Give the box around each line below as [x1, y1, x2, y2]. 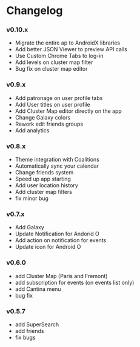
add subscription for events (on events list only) [15, 279, 135, 286]
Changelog [6, 4, 63, 18]
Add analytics [15, 126, 50, 134]
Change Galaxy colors [15, 113, 71, 121]
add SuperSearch [15, 321, 59, 328]
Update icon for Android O [15, 243, 81, 251]
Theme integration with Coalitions [15, 156, 100, 163]
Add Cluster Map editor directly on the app [15, 107, 122, 115]
